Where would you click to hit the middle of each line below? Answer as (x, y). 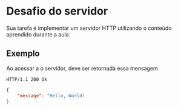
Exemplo (23, 54)
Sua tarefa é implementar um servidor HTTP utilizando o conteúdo (89, 28)
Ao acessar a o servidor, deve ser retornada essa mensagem (82, 68)
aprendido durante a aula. (38, 34)
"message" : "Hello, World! (51, 95)
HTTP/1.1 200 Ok (27, 79)
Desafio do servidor (57, 11)
